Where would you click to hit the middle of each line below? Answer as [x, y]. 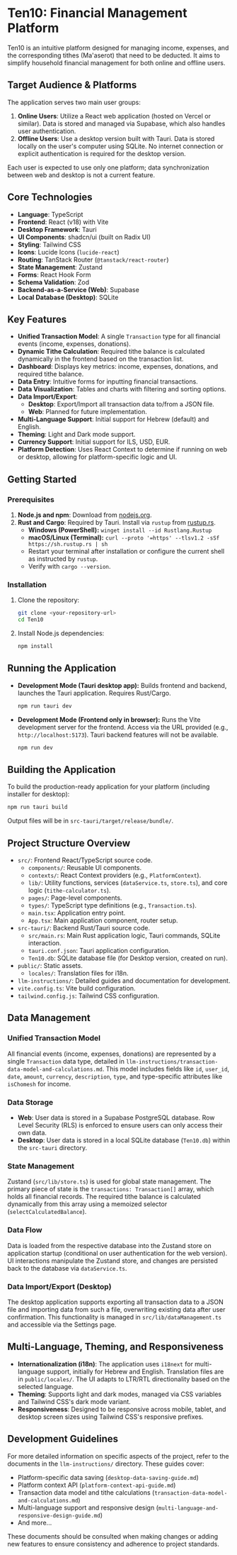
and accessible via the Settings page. [62, 1325]
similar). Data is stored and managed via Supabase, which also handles [121, 123]
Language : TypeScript [50, 214]
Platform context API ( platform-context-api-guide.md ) [97, 1485]
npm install [35, 647]
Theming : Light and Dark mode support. [76, 435]
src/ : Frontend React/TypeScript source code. [85, 860]
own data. [32, 1133]
